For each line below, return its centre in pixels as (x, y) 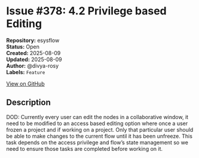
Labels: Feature (26, 72)
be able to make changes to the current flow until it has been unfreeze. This (99, 136)
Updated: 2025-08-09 (34, 59)
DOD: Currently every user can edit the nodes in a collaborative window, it (97, 117)
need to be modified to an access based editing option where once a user (97, 123)
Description (28, 103)
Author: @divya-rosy (33, 66)
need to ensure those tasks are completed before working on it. (85, 148)
